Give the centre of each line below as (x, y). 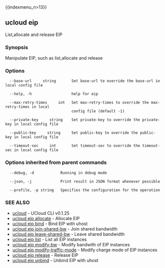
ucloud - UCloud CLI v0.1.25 (41, 213)
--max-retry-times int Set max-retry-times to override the (79, 103)
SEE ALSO (18, 202)
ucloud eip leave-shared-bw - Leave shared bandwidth (68, 234)
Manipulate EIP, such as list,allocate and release (54, 58)
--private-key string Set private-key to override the (75, 120)
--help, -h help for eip (54, 94)
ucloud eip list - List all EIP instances (50, 239)
